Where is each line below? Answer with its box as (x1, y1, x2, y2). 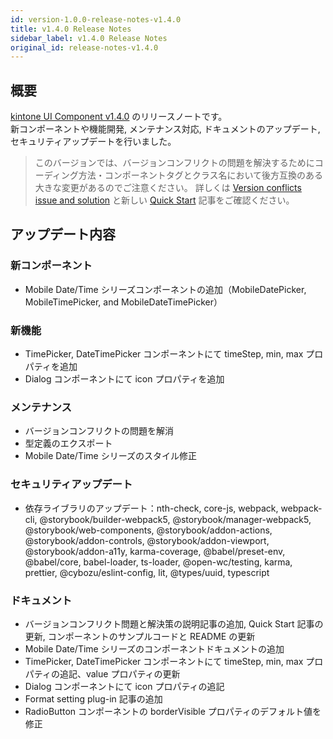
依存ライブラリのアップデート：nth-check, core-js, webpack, (24, 502, 279, 514)
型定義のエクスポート (24, 437, 113, 450)
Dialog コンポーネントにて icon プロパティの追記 (24, 680, 225, 692)
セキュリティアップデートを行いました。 (10, 136, 177, 148)
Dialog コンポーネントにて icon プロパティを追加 (24, 373, 225, 385)
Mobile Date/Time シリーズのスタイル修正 (24, 450, 197, 462)
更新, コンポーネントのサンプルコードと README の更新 (24, 630, 256, 642)
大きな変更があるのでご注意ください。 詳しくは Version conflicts (34, 182, 302, 194)
